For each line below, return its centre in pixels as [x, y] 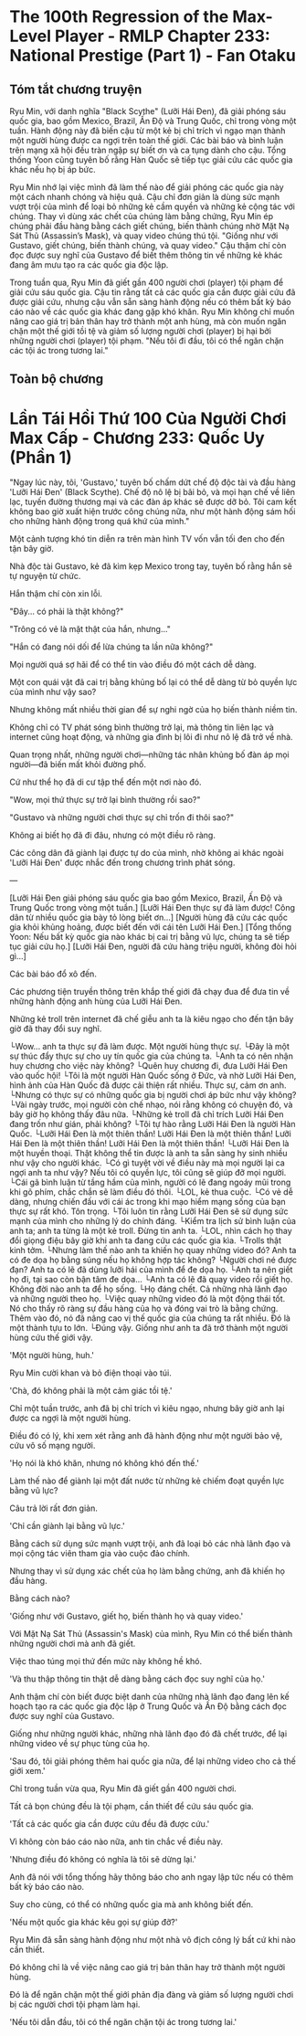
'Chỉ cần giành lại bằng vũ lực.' [67, 1526]
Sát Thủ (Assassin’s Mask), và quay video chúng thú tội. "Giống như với [144, 236]
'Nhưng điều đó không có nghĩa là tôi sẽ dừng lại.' [103, 1860]
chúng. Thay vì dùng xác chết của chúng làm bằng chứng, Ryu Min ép [142, 216]
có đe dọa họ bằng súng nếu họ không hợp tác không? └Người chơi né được [153, 1260]
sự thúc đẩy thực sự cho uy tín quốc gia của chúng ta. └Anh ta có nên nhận [152, 1056]
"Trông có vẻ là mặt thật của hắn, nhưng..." [90, 629]
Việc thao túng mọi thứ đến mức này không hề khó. [106, 1662]
